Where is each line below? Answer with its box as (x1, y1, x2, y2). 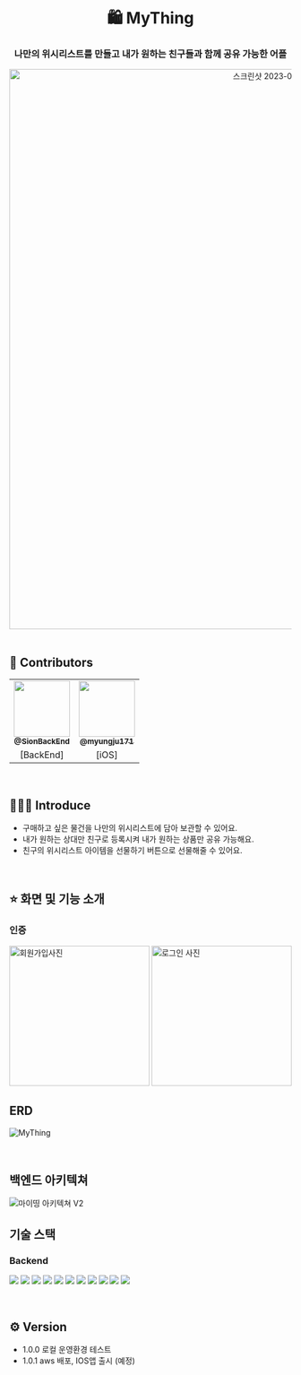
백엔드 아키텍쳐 (9, 1172, 89, 1188)
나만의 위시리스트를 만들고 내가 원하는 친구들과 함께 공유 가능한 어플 (13, 48, 288, 60)
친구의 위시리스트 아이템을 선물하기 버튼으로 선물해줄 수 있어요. (21, 845, 244, 856)
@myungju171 (79, 737, 134, 747)
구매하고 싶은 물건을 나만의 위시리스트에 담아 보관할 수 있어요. (21, 823, 238, 834)
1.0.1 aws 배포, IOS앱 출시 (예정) (21, 1355, 136, 1366)
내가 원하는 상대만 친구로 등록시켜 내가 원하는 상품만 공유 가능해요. (21, 834, 254, 844)
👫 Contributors (9, 654, 94, 670)
